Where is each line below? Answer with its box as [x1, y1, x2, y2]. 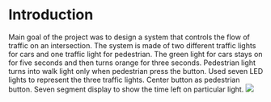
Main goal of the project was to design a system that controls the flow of [8, 32, 251, 42]
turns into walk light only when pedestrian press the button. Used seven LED [8, 66, 264, 75]
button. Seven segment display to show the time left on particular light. [8, 84, 244, 94]
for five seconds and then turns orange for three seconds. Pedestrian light [8, 58, 256, 67]
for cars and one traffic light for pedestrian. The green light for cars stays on [8, 49, 263, 59]
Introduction [8, 6, 94, 24]
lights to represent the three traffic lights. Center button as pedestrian [8, 75, 240, 84]
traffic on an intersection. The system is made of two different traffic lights [8, 40, 256, 50]
